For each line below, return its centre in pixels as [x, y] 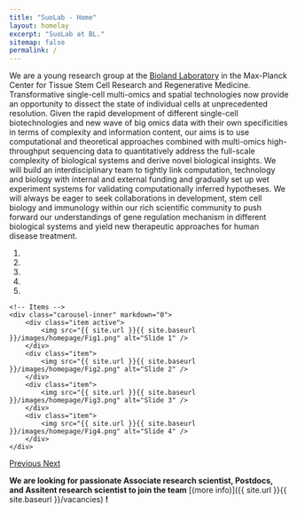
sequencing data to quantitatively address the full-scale [153, 151]
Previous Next [35, 463]
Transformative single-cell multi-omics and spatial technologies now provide [149, 95]
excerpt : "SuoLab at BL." [57, 34]
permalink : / [33, 51]
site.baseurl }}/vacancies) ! [59, 500]
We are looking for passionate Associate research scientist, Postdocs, [141, 481]
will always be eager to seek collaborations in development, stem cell [136, 198]
